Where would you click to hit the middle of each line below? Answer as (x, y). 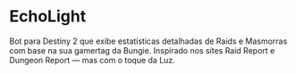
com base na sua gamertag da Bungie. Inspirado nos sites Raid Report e (142, 50)
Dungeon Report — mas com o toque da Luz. (93, 60)
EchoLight (48, 16)
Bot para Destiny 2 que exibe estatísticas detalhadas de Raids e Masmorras (148, 41)
